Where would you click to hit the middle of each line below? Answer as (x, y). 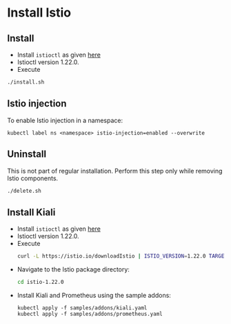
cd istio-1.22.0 (40, 282)
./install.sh (26, 82)
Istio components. (33, 178)
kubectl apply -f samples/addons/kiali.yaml (82, 308)
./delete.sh (24, 191)
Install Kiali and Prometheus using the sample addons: (94, 295)
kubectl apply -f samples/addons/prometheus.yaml (90, 314)
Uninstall (27, 154)
